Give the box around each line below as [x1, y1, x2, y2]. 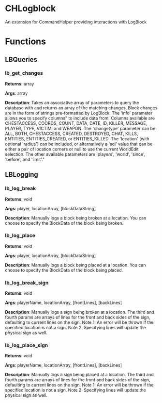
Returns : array [5, 81, 34, 86]
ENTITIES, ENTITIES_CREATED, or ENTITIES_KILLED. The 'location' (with [5, 135, 150, 141]
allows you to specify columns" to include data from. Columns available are [5, 115, 155, 121]
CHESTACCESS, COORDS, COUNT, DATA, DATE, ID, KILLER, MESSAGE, [5, 120, 147, 126]
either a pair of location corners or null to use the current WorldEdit [5, 146, 139, 152]
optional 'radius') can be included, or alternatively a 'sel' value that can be [5, 141, 153, 147]
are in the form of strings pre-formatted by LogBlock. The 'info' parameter [5, 110, 153, 116]
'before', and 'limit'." [5, 156, 45, 162]
